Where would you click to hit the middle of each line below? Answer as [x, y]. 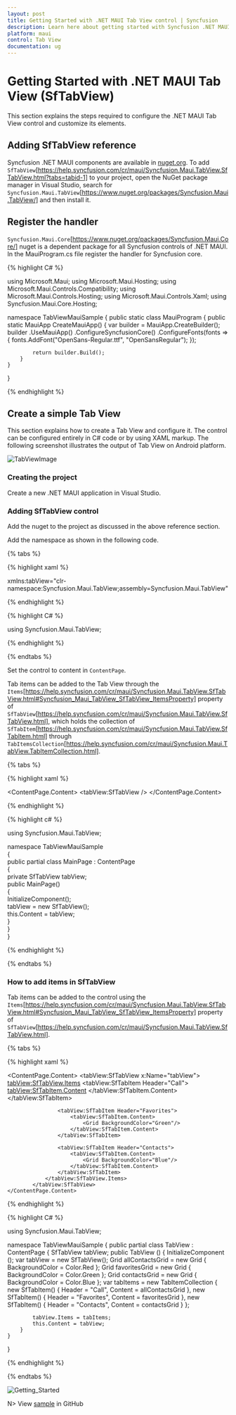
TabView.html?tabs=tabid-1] [47, 177]
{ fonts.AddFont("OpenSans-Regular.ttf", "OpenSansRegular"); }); [102, 339]
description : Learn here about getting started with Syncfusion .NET [111, 27]
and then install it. [65, 200]
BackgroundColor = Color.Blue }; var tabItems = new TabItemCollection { [112, 1283]
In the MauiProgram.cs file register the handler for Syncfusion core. [105, 253]
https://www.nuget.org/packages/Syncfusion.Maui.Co [151, 239]
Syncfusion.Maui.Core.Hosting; [52, 303]
